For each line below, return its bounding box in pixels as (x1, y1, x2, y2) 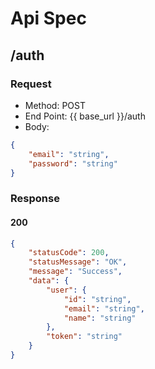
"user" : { (46, 285, 87, 295)
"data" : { (28, 276, 70, 286)
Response (10, 192, 60, 206)
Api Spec (10, 7, 87, 30)
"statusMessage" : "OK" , (28, 257, 128, 267)
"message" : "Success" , (28, 267, 123, 277)
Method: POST (24, 99, 86, 111)
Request (10, 77, 52, 91)
